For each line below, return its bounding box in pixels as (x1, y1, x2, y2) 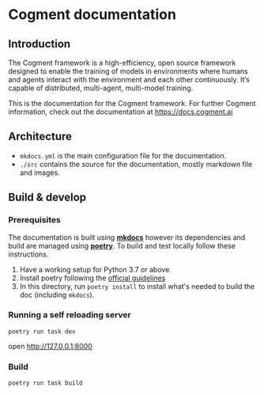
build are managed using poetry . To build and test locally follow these (8, 241, 236, 250)
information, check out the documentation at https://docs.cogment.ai (8, 107, 233, 116)
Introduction (8, 37, 71, 51)
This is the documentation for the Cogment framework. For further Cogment (8, 99, 256, 108)
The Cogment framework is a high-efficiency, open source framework (8, 58, 236, 67)
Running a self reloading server (8, 310, 132, 321)
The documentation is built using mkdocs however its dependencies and (8, 232, 246, 242)
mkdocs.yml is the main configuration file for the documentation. (19, 150, 227, 160)
